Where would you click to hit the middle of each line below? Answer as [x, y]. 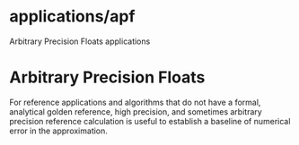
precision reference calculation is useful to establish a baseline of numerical [150, 121]
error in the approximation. [58, 131]
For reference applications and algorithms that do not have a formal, [135, 102]
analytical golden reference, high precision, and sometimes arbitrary [136, 111]
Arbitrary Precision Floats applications [80, 41]
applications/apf [72, 17]
